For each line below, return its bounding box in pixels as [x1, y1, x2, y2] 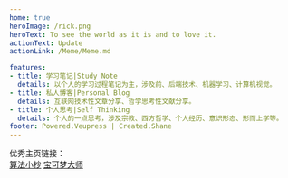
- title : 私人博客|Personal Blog [9, 88, 130, 98]
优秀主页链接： [9, 148, 65, 159]
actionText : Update [9, 38, 83, 48]
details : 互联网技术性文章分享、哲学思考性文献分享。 [17, 97, 197, 106]
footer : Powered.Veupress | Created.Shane [9, 122, 172, 131]
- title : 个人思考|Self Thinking [9, 105, 130, 114]
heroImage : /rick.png [9, 22, 91, 31]
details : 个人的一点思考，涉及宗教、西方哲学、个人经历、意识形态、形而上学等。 [17, 114, 283, 123]
